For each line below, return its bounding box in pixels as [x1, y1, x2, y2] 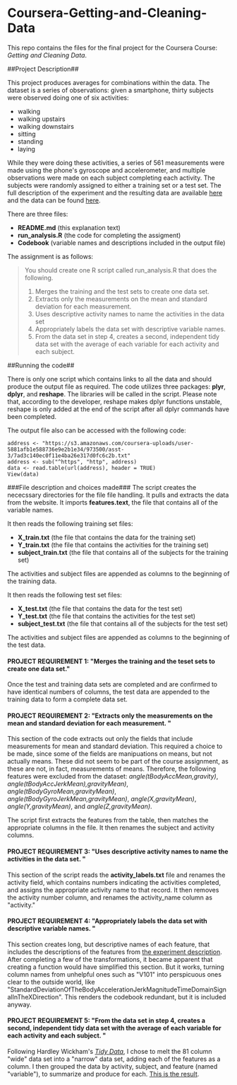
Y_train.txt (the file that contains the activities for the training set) [17, 540, 209, 549]
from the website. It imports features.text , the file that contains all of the [7, 498, 219, 507]
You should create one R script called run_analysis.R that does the [24, 265, 217, 274]
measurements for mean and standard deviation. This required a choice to [7, 742, 223, 751]
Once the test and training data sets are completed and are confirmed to [7, 680, 217, 689]
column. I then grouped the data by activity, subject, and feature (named [7, 1062, 218, 1070]
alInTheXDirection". [7, 992, 63, 1001]
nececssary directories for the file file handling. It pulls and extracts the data [7, 490, 229, 499]
